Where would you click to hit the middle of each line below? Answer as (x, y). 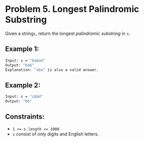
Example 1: (22, 49)
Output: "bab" (20, 65)
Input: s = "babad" (25, 61)
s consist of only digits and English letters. (56, 134)
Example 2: (23, 85)
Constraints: (25, 117)
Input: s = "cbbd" (24, 97)
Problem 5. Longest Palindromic (72, 9)
